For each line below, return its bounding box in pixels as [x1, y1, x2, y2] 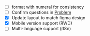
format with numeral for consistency [11, 4, 84, 10]
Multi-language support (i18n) [11, 26, 71, 32]
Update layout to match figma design [11, 15, 86, 21]
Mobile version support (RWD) [11, 20, 73, 26]
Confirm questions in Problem [11, 10, 71, 15]
